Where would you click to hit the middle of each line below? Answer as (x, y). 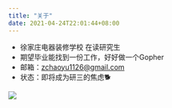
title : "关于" (31, 16)
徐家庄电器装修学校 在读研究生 (70, 47)
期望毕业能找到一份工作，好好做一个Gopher (92, 57)
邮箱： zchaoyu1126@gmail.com (72, 67)
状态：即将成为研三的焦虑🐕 (66, 77)
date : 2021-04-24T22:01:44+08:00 (64, 23)
